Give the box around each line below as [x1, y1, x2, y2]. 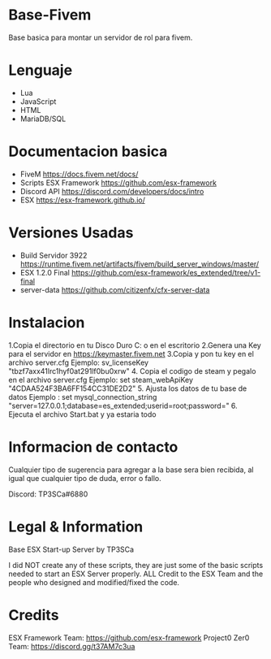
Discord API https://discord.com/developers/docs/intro [19, 186, 204, 196]
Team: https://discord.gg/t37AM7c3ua [8, 641, 135, 651]
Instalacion [8, 313, 85, 332]
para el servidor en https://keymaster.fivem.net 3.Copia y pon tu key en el [8, 349, 254, 358]
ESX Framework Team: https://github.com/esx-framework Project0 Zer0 [8, 632, 250, 643]
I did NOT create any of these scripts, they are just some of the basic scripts [8, 560, 264, 570]
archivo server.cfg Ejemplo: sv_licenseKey [8, 358, 148, 367]
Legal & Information [8, 518, 144, 535]
